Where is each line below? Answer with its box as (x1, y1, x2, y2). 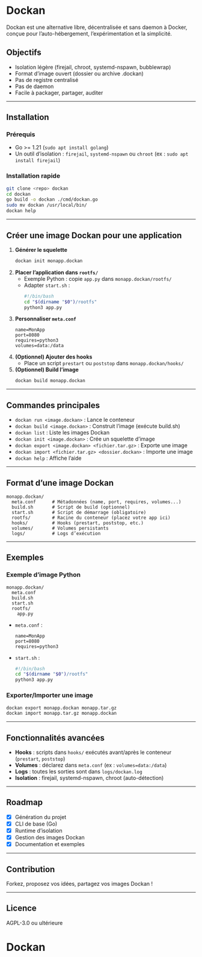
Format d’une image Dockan (6, 477, 114, 488)
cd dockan (6, 191, 31, 197)
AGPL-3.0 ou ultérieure (6, 919, 63, 926)
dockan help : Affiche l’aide (14, 454, 82, 462)
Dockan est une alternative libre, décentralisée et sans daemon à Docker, (6, 24, 188, 31)
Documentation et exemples (14, 841, 85, 848)
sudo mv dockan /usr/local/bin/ (6, 202, 87, 209)
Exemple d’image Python (6, 571, 81, 579)
